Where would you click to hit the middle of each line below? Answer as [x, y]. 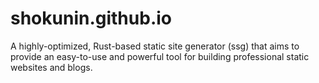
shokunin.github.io [91, 18]
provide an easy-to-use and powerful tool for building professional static [160, 56]
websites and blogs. [51, 67]
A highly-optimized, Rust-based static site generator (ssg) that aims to [155, 46]
